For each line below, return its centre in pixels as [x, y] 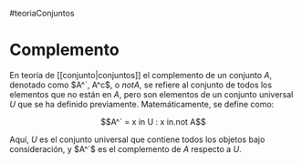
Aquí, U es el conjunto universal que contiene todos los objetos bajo [137, 139]
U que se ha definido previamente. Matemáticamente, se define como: [142, 104]
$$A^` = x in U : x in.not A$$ [153, 121]
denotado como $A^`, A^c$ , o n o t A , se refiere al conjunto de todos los [141, 85]
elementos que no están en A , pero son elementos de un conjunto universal [151, 94]
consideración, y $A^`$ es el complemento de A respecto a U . [125, 148]
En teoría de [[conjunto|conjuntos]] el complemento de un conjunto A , [141, 75]
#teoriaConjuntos [42, 13]
